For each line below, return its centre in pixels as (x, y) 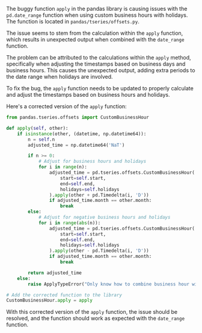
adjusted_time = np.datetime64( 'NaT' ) (76, 145)
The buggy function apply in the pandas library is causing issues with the (97, 9)
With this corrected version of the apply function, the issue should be (92, 312)
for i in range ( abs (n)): (69, 223)
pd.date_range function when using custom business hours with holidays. (97, 15)
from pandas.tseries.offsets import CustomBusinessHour (78, 117)
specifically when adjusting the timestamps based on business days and (96, 64)
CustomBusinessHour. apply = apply (50, 301)
